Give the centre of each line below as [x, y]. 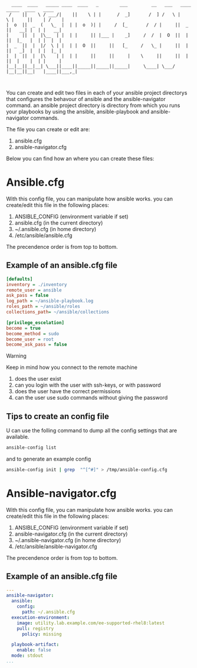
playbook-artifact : [35, 645]
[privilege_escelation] [35, 322]
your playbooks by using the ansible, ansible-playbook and [78, 111]
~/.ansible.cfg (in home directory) [55, 229]
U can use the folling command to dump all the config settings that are [92, 430]
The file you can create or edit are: [48, 129]
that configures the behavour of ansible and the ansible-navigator [86, 99]
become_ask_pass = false [37, 345]
